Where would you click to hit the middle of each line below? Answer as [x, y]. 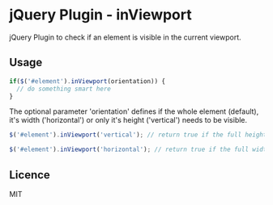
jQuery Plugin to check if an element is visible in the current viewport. [125, 37]
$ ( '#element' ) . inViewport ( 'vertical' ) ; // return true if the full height [138, 135]
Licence [30, 175]
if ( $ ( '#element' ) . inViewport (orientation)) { [87, 81]
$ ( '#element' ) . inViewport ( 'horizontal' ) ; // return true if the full [129, 150]
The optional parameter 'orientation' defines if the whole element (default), [134, 111]
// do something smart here [64, 89]
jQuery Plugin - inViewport [101, 15]
